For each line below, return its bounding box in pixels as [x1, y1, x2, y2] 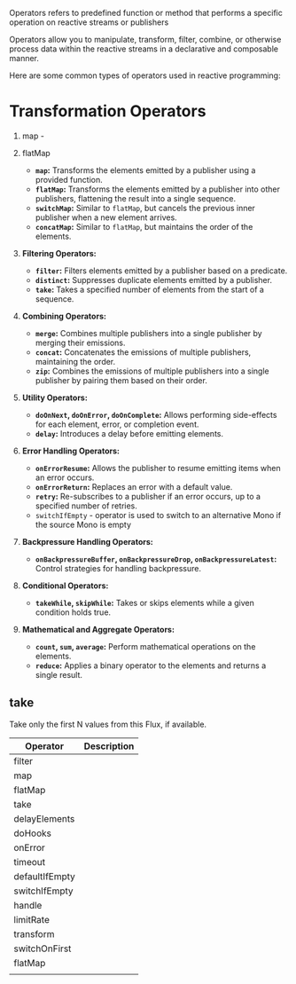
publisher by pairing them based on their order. [35, 374, 208, 385]
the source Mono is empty [35, 519, 131, 530]
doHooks [13, 827, 51, 839]
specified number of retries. [35, 500, 137, 511]
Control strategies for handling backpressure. [35, 563, 202, 573]
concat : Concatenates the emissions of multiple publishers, [35, 346, 252, 358]
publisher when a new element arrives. [35, 212, 177, 223]
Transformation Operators [9, 101, 206, 122]
